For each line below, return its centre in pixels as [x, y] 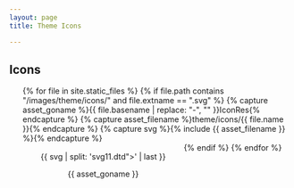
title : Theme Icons [46, 26]
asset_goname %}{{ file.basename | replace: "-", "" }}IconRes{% [141, 110]
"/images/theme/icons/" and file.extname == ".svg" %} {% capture [145, 101]
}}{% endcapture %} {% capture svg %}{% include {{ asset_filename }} [154, 129]
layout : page [34, 17]
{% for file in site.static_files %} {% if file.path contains [123, 91]
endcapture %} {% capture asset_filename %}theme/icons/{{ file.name [153, 119]
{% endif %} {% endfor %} [233, 148]
